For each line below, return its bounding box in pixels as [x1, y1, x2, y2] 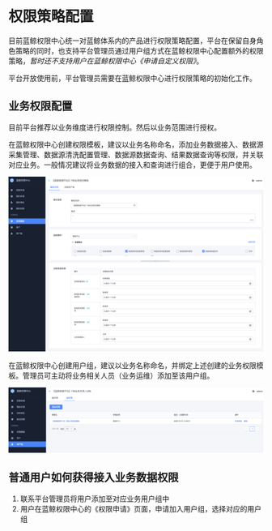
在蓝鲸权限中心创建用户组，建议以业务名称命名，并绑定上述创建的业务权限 [8, 361, 257, 370]
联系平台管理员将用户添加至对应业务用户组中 [19, 494, 170, 503]
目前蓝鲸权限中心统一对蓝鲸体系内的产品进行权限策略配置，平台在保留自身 [8, 36, 257, 45]
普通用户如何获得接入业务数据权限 [8, 471, 179, 485]
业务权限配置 [8, 99, 73, 113]
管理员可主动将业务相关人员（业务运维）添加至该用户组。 [22, 370, 215, 381]
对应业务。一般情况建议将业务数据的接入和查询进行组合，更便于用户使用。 [8, 160, 257, 169]
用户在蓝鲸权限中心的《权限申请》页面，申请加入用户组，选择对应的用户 [19, 503, 261, 513]
